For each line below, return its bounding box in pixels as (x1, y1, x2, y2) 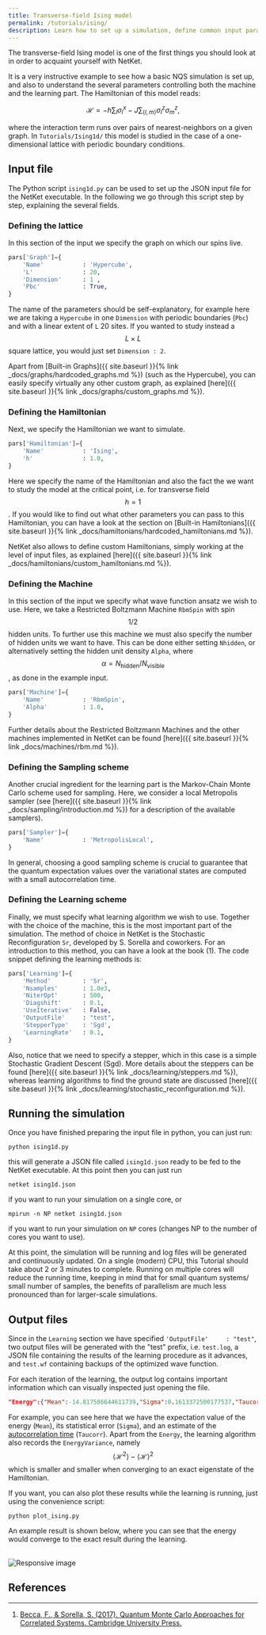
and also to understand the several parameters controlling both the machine (8, 80, 256, 90)
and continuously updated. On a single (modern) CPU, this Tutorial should (8, 1256, 249, 1266)
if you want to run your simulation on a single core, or (8, 1194, 182, 1205)
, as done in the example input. (8, 673, 108, 682)
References (8, 1581, 66, 1595)
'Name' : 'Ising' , (22, 447, 119, 456)
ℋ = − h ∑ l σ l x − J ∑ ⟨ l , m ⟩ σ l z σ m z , (85, 104, 180, 117)
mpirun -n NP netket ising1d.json (8, 1210, 123, 1218)
